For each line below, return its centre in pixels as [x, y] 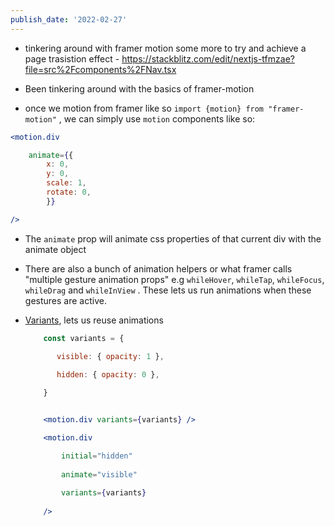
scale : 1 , [66, 183]
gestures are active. [65, 300]
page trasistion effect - [72, 58]
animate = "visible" [99, 474]
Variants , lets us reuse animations [94, 320]
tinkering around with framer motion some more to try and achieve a [165, 48]
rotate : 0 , [69, 192]
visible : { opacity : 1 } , [110, 356]
